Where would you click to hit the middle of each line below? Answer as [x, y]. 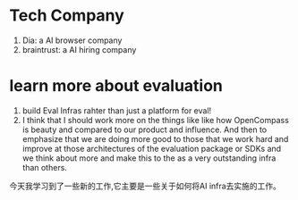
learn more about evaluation [116, 86]
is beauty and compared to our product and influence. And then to [145, 129]
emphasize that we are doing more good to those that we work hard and [155, 138]
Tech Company [67, 16]
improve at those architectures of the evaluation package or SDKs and [152, 148]
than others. [44, 167]
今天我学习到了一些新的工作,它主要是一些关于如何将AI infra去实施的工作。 [145, 186]
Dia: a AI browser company [72, 40]
